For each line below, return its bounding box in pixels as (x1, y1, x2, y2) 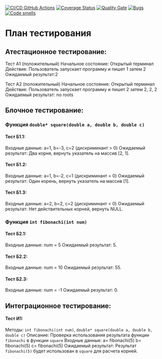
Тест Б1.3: (5, 189, 27, 195)
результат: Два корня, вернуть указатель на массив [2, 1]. (5, 150, 130, 156)
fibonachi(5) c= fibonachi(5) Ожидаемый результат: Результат (5, 343, 136, 349)
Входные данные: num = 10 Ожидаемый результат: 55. (5, 264, 121, 270)
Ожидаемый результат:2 (5, 72, 58, 77)
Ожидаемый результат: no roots (5, 92, 73, 98)
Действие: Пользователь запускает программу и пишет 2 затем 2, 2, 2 (5, 87, 157, 92)
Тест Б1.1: (5, 133, 26, 140)
